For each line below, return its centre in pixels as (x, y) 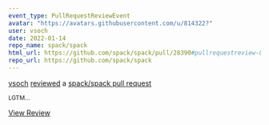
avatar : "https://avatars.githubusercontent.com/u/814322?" (111, 23)
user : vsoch (28, 30)
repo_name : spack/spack (48, 46)
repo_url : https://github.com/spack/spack (80, 61)
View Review (29, 112)
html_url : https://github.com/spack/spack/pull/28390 (100, 53)
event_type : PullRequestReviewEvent (69, 16)
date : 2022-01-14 (37, 38)
